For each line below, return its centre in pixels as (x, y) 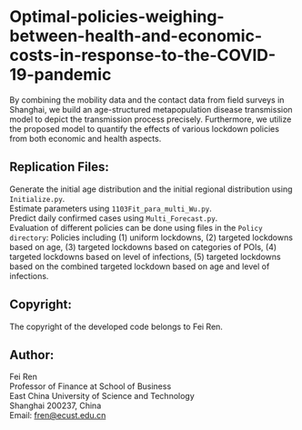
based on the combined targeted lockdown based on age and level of (140, 266)
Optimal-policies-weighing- (117, 17)
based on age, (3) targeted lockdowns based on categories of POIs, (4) (143, 246)
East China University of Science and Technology (102, 396)
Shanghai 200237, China (55, 405)
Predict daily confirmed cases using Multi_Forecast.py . (114, 218)
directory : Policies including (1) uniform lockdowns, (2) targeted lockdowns (151, 237)
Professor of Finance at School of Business (91, 386)
